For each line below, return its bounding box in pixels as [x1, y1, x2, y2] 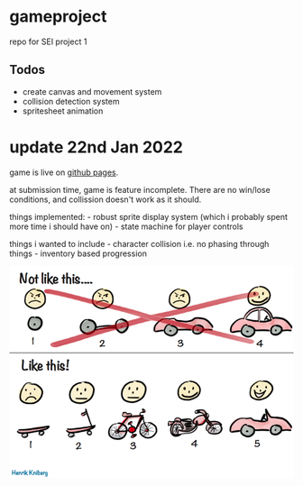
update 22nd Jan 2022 [9, 137, 183, 157]
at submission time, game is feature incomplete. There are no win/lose [9, 184, 271, 195]
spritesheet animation [22, 105, 104, 116]
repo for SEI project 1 [9, 36, 87, 47]
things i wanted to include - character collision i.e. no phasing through [9, 238, 270, 249]
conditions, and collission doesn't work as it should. [9, 194, 202, 205]
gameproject [9, 6, 107, 27]
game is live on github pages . [9, 167, 119, 178]
